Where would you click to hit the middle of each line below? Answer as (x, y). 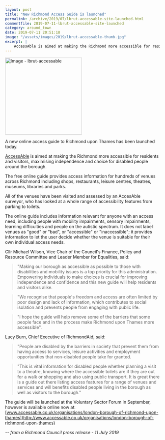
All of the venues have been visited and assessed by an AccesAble (73, 196)
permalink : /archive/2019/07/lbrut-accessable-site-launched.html (74, 19)
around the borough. (26, 166)
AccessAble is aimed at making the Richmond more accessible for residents (82, 156)
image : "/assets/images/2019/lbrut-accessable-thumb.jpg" (66, 37)
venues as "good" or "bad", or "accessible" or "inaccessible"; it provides (79, 232)
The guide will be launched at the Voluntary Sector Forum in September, (78, 402)
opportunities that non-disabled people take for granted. (74, 356)
